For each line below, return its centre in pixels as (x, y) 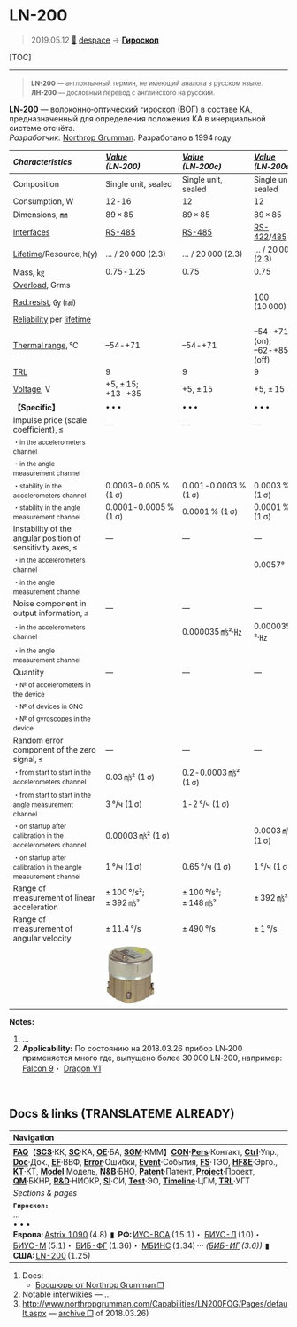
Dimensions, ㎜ (40, 215)
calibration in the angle (47, 867)
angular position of (47, 538)
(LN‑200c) (202, 167)
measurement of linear (54, 897)
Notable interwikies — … (67, 1294)
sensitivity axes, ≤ (45, 548)
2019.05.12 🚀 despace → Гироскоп (95, 40)
